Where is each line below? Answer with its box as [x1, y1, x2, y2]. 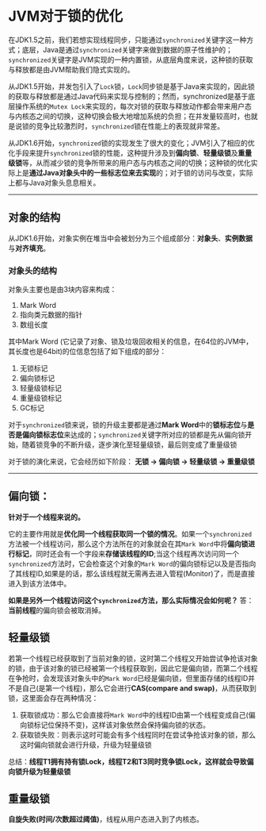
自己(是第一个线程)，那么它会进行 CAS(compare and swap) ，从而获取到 [21, 683, 257, 693]
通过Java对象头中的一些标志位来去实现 [28, 167, 157, 177]
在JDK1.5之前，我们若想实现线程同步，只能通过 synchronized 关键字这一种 [8, 35, 247, 44]
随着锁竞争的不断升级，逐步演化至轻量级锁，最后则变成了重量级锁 [21, 440, 237, 449]
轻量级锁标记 [19, 383, 62, 393]
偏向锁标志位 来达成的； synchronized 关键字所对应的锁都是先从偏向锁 [21, 430, 245, 440]
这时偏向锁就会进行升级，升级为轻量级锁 [19, 740, 152, 749]
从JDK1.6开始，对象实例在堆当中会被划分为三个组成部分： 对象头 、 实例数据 [8, 233, 253, 243]
